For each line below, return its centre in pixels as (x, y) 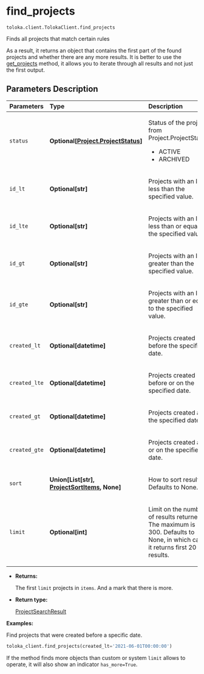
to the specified (171, 308)
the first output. (26, 70)
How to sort (165, 479)
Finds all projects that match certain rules (58, 38)
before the (163, 345)
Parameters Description (52, 89)
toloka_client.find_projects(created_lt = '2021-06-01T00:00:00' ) (89, 646)
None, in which (170, 539)
